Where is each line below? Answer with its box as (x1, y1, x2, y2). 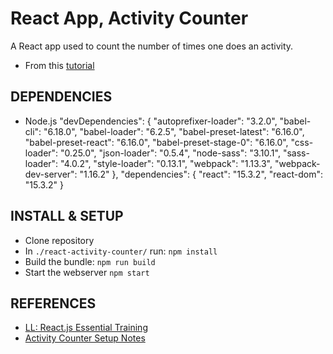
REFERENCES (10, 295, 97, 312)
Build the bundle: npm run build (24, 255, 156, 267)
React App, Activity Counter (10, 7, 249, 30)
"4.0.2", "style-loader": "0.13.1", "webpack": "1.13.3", (60, 157, 273, 169)
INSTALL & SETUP (10, 208, 124, 225)
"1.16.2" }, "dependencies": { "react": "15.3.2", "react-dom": (79, 168, 323, 180)
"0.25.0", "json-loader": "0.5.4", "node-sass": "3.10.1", (60, 147, 281, 159)
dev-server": (24, 168, 78, 180)
